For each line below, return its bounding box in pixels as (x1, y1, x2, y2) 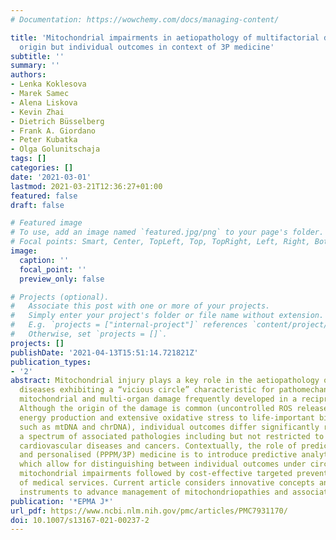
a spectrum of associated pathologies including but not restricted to (19, 431, 325, 441)
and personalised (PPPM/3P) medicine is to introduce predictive (19, 450, 298, 460)
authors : (10, 70, 47, 80)
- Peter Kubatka (10, 135, 78, 145)
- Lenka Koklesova (10, 79, 87, 90)
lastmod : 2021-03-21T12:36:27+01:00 (10, 181, 163, 191)
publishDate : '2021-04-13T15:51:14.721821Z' (10, 347, 199, 358)
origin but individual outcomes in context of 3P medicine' (19, 42, 275, 52)
